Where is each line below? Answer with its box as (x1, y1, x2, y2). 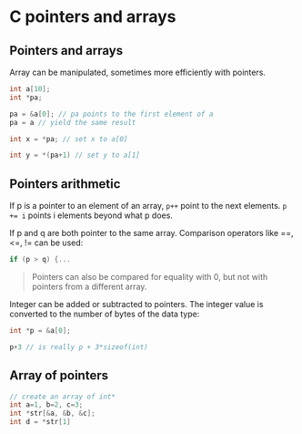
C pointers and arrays (9, 6, 176, 27)
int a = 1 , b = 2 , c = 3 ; (9, 400, 84, 409)
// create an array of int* (9, 392, 116, 401)
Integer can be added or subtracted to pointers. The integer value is (9, 298, 264, 309)
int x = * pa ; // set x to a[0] (9, 134, 128, 143)
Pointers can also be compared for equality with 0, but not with (31, 271, 268, 282)
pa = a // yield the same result (9, 118, 136, 127)
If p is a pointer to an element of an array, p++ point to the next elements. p (9, 201, 287, 212)
